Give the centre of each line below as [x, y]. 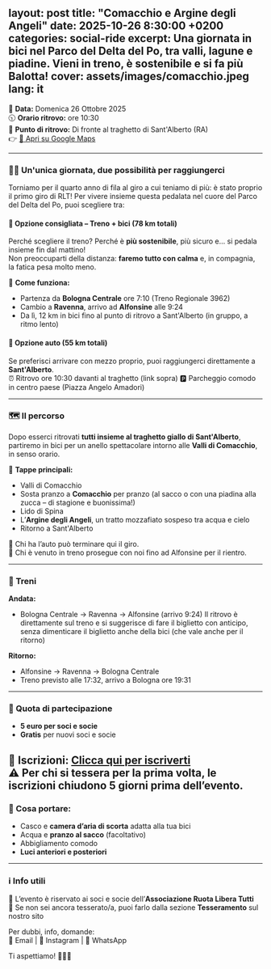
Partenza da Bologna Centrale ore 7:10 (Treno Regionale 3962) [125, 298]
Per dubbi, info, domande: [52, 932]
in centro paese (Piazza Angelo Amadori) [77, 387]
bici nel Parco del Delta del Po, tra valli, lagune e [131, 51]
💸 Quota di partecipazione [60, 709]
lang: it [26, 89]
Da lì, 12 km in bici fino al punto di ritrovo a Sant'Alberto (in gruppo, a [134, 315]
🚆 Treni [23, 581]
